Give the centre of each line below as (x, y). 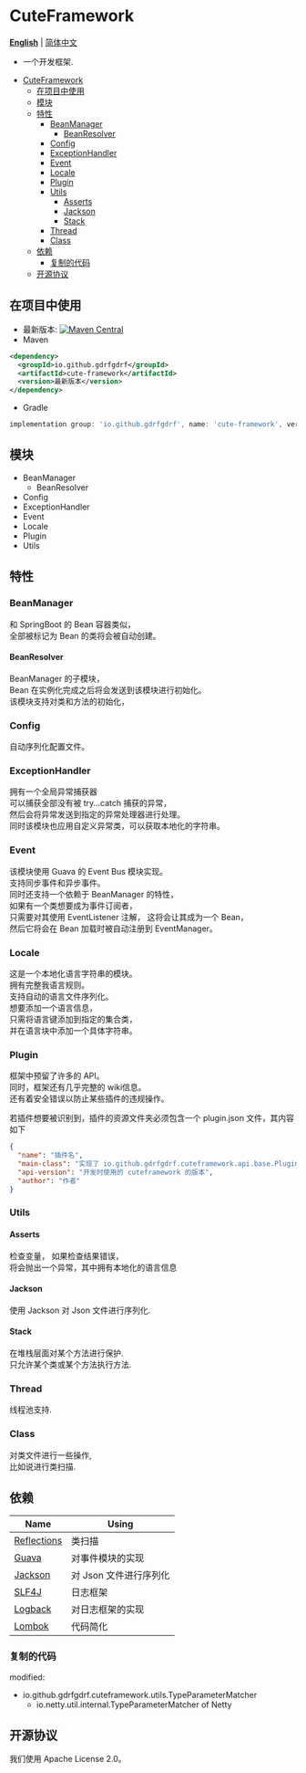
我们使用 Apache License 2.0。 (68, 1759)
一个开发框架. (48, 61)
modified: (27, 1677)
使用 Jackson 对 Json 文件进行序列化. (80, 1310)
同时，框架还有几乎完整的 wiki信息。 (78, 1087)
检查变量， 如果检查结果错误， (66, 1255)
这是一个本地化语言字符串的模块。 (73, 973)
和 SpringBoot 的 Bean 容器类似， (73, 624)
